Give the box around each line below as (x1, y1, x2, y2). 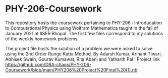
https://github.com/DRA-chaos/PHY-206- (5, 61, 92, 67)
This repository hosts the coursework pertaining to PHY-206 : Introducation (5, 20, 162, 26)
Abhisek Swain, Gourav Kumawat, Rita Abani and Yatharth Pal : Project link (5, 56, 160, 62)
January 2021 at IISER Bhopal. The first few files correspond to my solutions (5, 30, 163, 36)
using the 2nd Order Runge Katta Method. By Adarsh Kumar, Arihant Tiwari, (5, 51, 162, 57)
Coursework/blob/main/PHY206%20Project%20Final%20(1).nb (5, 66, 138, 73)
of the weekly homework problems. (5, 36, 79, 42)
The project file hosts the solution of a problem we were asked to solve (5, 45, 153, 51)
